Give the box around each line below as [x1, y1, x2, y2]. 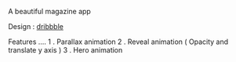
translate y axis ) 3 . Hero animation [8, 46, 123, 54]
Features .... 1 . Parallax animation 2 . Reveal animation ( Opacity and [8, 37, 229, 46]
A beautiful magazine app [8, 7, 92, 16]
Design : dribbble [8, 22, 64, 31]
